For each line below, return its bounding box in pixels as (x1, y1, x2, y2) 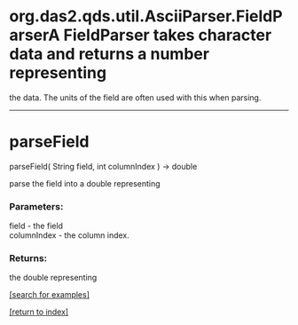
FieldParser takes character (63, 25, 272, 45)
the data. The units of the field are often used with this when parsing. (9, 91, 262, 103)
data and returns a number (9, 44, 210, 64)
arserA (9, 25, 60, 45)
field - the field (9, 220, 64, 232)
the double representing (9, 273, 98, 283)
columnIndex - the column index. (9, 230, 130, 241)
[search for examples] (9, 289, 90, 300)
